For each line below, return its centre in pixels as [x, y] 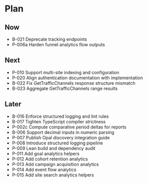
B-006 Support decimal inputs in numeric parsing [63, 132]
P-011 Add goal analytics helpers [46, 153]
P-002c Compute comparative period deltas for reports [69, 127]
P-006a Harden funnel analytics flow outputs [58, 45]
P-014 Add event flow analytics [44, 169]
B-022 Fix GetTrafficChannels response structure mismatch [74, 83]
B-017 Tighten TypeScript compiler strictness [59, 121]
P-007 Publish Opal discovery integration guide [61, 137]
